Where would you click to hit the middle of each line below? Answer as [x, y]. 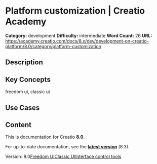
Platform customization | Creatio [75, 11]
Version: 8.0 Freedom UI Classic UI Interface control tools [63, 156]
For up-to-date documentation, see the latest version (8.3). [68, 147]
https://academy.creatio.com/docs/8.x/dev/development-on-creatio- [77, 41]
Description [24, 63]
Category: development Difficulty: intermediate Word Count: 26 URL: [79, 35]
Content [18, 125]
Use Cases [23, 108]
